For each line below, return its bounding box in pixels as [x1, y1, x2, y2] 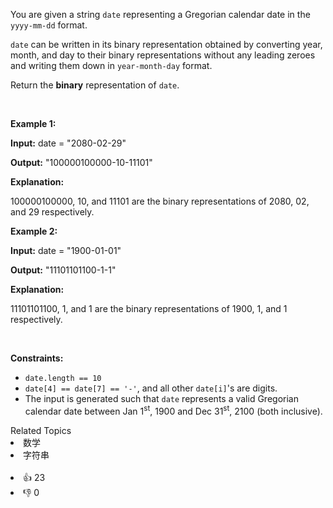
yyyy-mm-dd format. [10, 19, 88, 31]
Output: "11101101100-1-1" [10, 264, 117, 276]
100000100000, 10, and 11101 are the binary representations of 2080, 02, [10, 195, 310, 207]
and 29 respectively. [10, 206, 95, 218]
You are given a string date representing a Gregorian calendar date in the [10, 9, 311, 20]
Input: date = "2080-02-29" [10, 137, 127, 149]
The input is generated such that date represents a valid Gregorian [24, 393, 299, 404]
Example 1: [10, 118, 57, 129]
